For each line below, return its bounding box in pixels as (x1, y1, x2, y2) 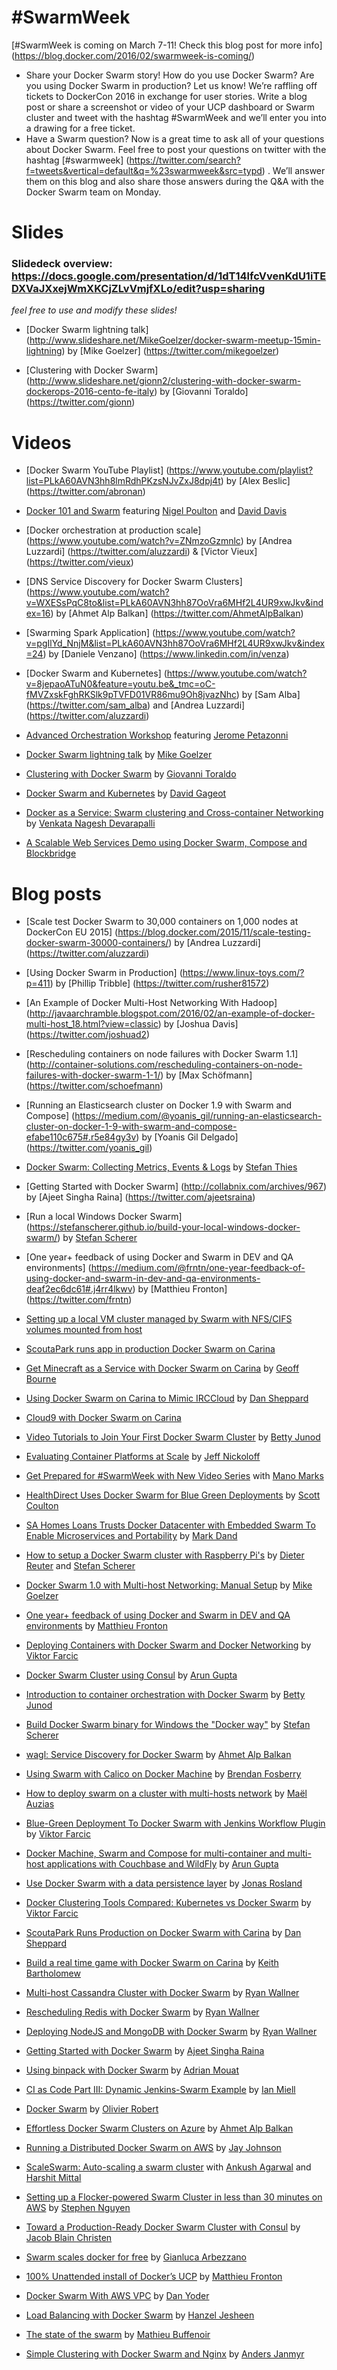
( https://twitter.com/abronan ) (25, 486, 146, 498)
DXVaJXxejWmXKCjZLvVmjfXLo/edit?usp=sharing (11, 282, 266, 296)
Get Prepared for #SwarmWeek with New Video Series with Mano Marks (25, 1470, 324, 1482)
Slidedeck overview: (11, 257, 113, 271)
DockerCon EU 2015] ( (25, 926, 119, 938)
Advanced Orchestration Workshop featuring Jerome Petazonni (25, 729, 289, 741)
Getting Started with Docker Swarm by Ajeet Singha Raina (25, 2045, 265, 2057)
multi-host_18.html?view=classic (25, 1018, 159, 1030)
